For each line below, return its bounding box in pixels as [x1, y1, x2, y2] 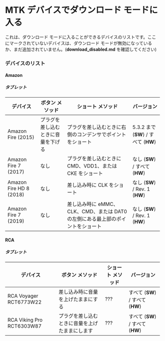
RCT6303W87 [7, 322, 42, 329]
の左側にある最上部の [67, 215, 117, 222]
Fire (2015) [7, 134, 34, 141]
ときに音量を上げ [58, 320, 98, 327]
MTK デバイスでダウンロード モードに [5, 4, 158, 16]
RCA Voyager [7, 292, 38, 299]
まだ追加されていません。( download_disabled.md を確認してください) [13, 46, 157, 52]
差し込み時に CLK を [67, 182, 114, 189]
